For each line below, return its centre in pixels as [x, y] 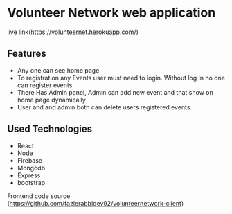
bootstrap [31, 182]
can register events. [46, 85]
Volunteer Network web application [111, 13]
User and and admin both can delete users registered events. [105, 107]
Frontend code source [39, 196]
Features [27, 54]
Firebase [30, 160]
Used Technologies [50, 129]
